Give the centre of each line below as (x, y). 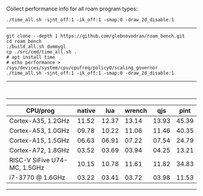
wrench (136, 110)
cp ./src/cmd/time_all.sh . (42, 52)
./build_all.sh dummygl (36, 47)
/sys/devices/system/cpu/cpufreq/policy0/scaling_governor (82, 68)
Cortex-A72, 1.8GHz (39, 150)
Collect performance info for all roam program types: (72, 9)
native (86, 110)
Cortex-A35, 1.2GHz (39, 121)
